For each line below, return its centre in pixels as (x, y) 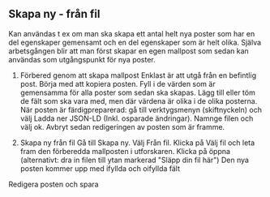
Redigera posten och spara (54, 184)
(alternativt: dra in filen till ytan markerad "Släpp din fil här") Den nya (135, 160)
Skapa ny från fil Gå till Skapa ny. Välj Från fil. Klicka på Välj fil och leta (137, 143)
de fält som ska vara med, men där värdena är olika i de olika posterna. (139, 101)
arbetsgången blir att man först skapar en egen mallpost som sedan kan (129, 51)
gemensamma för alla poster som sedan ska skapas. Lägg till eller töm (137, 92)
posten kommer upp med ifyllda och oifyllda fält (100, 168)
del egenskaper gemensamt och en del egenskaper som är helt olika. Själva (135, 42)
